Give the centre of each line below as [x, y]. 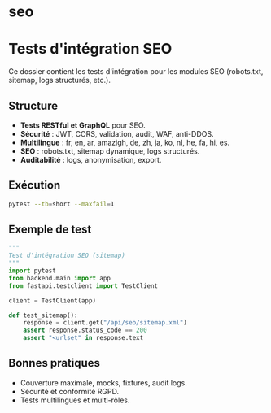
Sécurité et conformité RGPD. [70, 391]
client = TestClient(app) [52, 300]
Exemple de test [50, 230]
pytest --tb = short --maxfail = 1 [61, 204]
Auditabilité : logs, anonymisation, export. [91, 159]
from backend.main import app [60, 278]
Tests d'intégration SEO [90, 49]
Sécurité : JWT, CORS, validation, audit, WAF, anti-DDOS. [117, 133]
